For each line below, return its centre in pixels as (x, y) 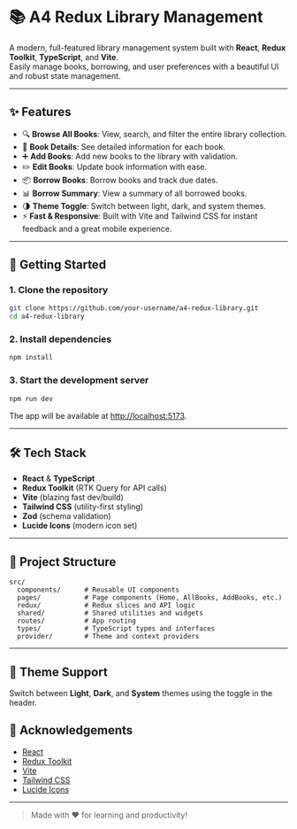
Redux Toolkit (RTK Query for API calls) (95, 488)
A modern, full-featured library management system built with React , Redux (148, 47)
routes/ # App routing (77, 621)
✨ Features (40, 112)
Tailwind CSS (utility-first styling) (83, 507)
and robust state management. (65, 75)
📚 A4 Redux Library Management (136, 17)
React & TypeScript (58, 478)
